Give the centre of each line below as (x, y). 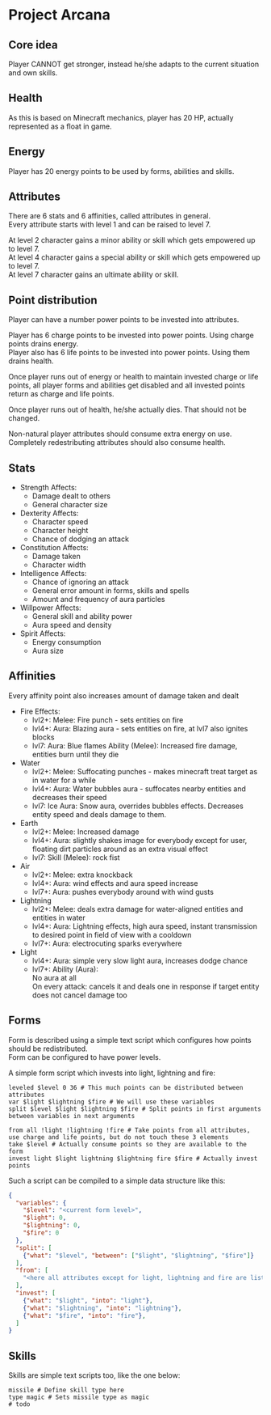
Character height (60, 531)
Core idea (33, 45)
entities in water (59, 917)
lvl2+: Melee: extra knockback (82, 875)
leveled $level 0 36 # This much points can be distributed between (126, 1087)
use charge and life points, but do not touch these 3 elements (119, 1137)
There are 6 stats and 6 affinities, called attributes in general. (110, 216)
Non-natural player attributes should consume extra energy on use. (120, 434)
